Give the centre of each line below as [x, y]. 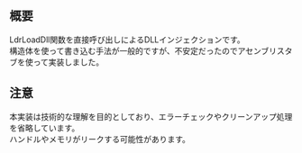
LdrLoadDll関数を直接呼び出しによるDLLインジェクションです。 [127, 40]
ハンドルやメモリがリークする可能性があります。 [100, 139]
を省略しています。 [45, 128]
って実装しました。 [69, 62]
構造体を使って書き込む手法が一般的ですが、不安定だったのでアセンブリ [143, 50]
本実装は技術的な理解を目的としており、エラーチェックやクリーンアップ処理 [151, 116]
